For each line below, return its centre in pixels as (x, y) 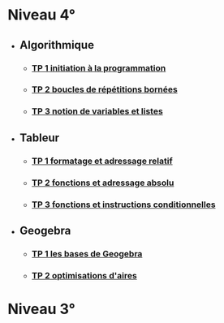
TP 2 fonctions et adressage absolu (103, 183)
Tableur (39, 138)
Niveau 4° (42, 15)
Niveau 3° (42, 309)
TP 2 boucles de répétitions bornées (104, 89)
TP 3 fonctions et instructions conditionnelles (123, 205)
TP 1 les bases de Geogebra (87, 253)
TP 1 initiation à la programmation (99, 68)
